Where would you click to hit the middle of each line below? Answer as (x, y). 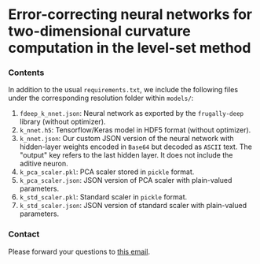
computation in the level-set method (130, 48)
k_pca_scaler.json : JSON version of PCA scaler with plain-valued (126, 180)
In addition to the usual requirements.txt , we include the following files (123, 90)
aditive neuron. (44, 164)
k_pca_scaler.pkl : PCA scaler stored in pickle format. (107, 172)
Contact (24, 234)
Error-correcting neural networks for (130, 15)
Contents (26, 73)
